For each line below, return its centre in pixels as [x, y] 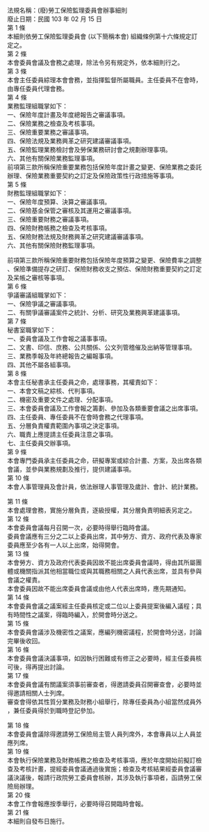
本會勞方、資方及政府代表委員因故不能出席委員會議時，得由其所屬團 [104, 562]
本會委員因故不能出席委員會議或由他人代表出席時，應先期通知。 [98, 588]
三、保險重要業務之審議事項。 [50, 132]
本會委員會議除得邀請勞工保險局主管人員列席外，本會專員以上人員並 [104, 734]
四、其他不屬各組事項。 [41, 365]
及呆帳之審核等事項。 [37, 278]
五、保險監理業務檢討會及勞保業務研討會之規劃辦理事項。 [89, 149]
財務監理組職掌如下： [37, 193]
